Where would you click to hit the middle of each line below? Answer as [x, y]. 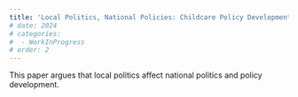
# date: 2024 [33, 26]
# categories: [35, 34]
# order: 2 [29, 50]
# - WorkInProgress [47, 42]
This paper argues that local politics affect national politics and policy [136, 75]
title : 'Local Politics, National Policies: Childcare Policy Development [150, 17]
